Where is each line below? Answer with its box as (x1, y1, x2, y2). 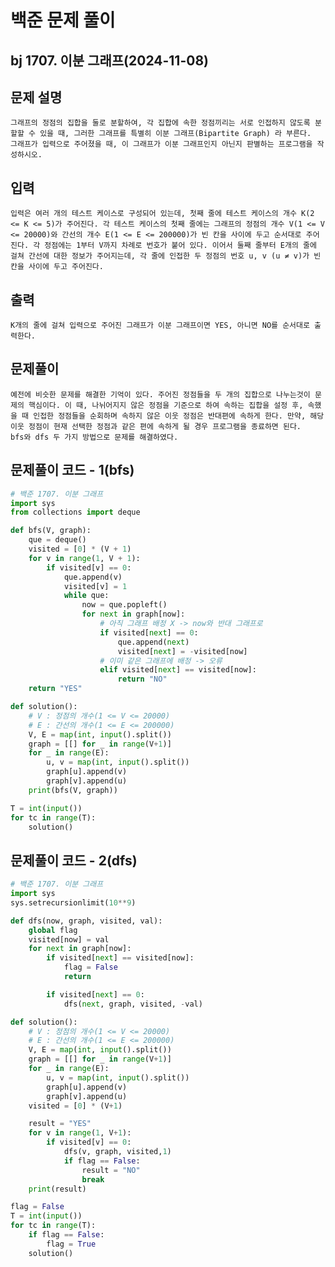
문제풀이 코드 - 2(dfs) (10, 852, 138, 869)
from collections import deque (10, 507, 141, 518)
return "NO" (117, 674, 168, 685)
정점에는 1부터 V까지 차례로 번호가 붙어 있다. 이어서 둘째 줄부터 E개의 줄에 (44, 241, 317, 251)
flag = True (46, 1239, 97, 1249)
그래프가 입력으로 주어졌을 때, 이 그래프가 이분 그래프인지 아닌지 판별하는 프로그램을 (10, 139, 313, 150)
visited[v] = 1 (63, 581, 128, 591)
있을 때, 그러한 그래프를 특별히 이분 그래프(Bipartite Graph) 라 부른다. (39, 129, 312, 139)
